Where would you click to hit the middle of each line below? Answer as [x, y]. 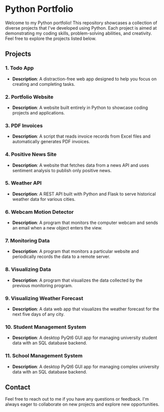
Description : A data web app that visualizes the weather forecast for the [86, 309]
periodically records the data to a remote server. [61, 257]
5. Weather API [23, 183]
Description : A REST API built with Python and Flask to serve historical [84, 194]
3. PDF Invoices [24, 125]
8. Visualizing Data [28, 269]
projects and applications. [38, 112]
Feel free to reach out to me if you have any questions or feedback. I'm [77, 399]
